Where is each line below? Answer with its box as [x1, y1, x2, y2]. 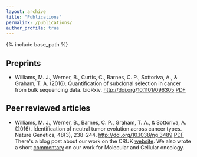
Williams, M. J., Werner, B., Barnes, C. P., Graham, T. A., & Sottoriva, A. [14, 119, 187, 126]
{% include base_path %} [6, 41, 68, 48]
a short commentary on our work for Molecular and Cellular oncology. [14, 143, 185, 151]
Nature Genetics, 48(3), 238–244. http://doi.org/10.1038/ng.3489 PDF [14, 131, 185, 138]
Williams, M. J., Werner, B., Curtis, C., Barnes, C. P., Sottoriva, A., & [14, 74, 178, 81]
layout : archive [6, 8, 46, 15]
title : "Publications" [6, 14, 62, 20]
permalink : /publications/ [6, 19, 73, 25]
